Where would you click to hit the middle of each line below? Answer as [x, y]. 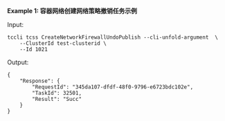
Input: [16, 25]
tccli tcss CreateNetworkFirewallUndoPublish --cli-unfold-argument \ [112, 37]
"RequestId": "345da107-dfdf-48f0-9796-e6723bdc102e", [113, 87]
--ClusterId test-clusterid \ [63, 44]
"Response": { [40, 81]
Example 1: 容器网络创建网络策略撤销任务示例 [72, 11]
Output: [18, 62]
